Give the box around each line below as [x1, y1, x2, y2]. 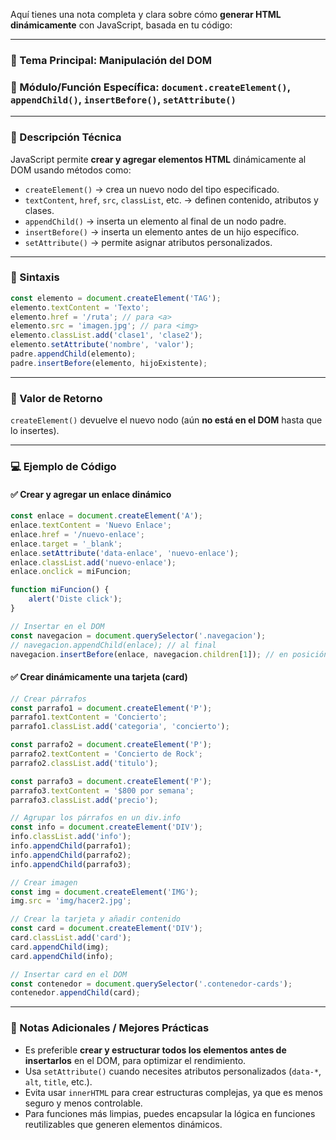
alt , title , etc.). [24, 1075, 93, 1088]
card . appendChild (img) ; [10, 942, 110, 952]
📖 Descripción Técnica [10, 130, 122, 144]
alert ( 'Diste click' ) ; [28, 594, 123, 604]
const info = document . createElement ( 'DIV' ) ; [10, 822, 203, 833]
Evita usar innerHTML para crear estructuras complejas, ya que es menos [24, 1086, 323, 1098]
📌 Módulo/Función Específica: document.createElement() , [10, 80, 291, 94]
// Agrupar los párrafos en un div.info [10, 813, 182, 823]
